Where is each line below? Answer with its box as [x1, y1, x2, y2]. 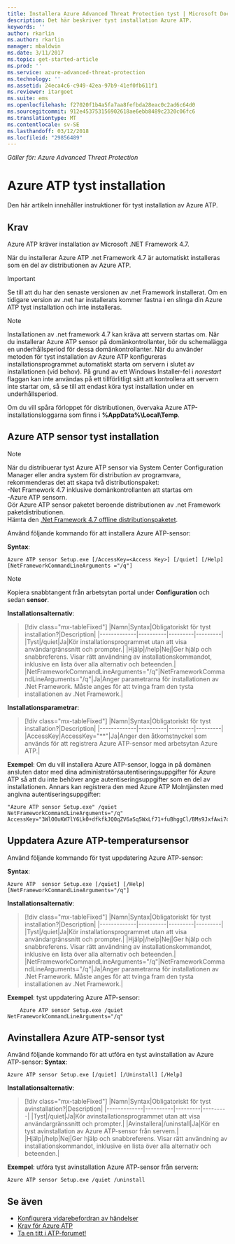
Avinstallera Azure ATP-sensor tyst [7, 1032, 165, 1044]
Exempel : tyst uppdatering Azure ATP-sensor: [7, 993, 141, 1002]
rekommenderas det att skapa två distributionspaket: [7, 478, 159, 486]
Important [7, 275, 36, 282]
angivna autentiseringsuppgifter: [7, 790, 101, 798]
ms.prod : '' [7, 62, 42, 69]
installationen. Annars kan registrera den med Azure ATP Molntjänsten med [7, 782, 224, 791]
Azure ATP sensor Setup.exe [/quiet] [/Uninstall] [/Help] [7, 1072, 183, 1079]
